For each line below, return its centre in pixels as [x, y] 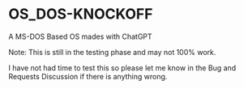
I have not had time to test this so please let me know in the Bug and [122, 68]
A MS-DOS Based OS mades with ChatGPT [80, 36]
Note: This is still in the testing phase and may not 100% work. [112, 52]
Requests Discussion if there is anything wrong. [88, 76]
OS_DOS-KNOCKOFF [81, 14]
